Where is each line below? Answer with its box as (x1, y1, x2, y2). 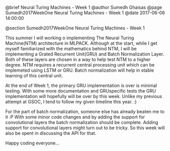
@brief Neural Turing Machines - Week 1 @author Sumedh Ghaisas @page (5, 5, 162, 10)
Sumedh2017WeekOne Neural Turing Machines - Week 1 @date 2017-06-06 (5, 10, 165, 16)
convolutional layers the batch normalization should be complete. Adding (5, 119, 159, 125)
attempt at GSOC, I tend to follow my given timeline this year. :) (5, 99, 137, 105)
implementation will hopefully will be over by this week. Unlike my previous (5, 94, 162, 99)
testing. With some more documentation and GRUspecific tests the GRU (5, 88, 156, 94)
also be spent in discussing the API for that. (5, 130, 97, 136)
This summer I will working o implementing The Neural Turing (5, 35, 134, 41)
